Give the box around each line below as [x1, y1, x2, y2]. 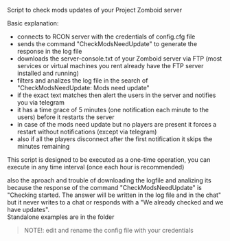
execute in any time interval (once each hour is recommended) [7, 163, 185, 171]
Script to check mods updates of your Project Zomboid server [7, 6, 183, 14]
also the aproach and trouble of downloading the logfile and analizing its [7, 176, 211, 185]
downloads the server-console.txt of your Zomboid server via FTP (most [16, 54, 222, 63]
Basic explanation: [7, 19, 59, 27]
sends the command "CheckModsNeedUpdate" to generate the [16, 40, 198, 48]
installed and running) [16, 69, 79, 77]
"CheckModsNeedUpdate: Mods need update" [16, 84, 150, 92]
